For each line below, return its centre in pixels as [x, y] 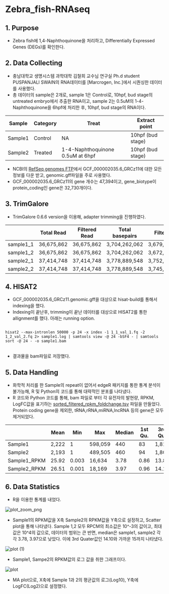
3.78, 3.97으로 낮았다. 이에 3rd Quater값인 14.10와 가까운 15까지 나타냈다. [91, 539]
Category [45, 123]
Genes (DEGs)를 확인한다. [39, 47]
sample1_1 [21, 244]
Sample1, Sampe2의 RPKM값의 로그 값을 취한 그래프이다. [69, 559]
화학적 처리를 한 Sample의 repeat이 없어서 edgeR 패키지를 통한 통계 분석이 [87, 385]
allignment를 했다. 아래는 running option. [54, 318]
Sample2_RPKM [27, 469]
